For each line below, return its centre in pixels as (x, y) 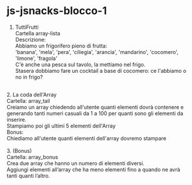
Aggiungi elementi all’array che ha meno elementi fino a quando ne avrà (94, 169)
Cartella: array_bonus (32, 157)
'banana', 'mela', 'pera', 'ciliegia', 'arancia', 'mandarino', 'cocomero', (97, 52)
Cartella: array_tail (28, 100)
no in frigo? (29, 77)
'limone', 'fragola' (36, 58)
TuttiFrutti (27, 27)
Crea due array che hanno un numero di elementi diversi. (75, 163)
